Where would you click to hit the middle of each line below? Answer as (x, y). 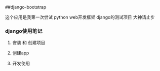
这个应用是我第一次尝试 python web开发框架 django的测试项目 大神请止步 (80, 17)
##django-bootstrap (26, 7)
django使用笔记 (24, 31)
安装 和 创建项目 (29, 43)
